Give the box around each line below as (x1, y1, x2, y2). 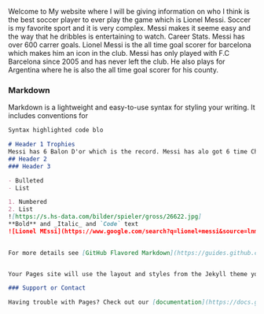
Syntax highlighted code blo (8, 126, 104, 135)
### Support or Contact (8, 284, 86, 292)
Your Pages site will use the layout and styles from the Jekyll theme (8, 270, 247, 278)
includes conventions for (8, 111, 89, 120)
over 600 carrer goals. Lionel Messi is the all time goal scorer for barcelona (8, 40, 251, 50)
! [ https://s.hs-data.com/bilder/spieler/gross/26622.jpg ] (8, 212, 202, 221)
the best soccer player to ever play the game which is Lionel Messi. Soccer (8, 15, 251, 24)
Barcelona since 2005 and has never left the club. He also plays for (8, 57, 225, 66)
